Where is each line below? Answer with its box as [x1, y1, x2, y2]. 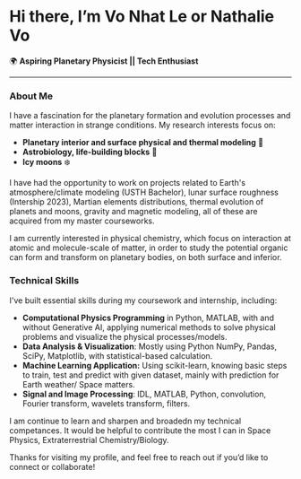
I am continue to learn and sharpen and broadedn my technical [9, 415, 242, 426]
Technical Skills [9, 274, 80, 287]
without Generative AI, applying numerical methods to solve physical [21, 321, 276, 333]
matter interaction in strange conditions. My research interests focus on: [9, 119, 276, 131]
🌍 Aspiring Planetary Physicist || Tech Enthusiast [9, 56, 199, 66]
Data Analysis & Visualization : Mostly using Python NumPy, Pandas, [21, 341, 278, 352]
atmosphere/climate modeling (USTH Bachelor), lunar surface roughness [9, 187, 279, 198]
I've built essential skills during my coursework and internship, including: [9, 294, 278, 306]
